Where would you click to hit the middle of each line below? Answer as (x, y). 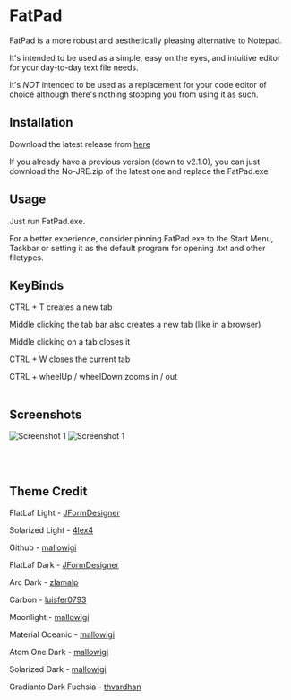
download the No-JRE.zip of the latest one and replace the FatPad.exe (139, 171)
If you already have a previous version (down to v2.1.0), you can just (135, 162)
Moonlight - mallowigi (49, 617)
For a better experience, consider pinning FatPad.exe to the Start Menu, (141, 238)
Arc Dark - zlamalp (44, 582)
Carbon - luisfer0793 (48, 599)
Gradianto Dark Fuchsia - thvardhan (75, 687)
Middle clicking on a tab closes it (70, 342)
